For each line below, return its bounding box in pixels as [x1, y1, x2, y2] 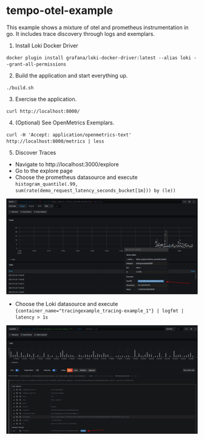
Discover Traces [15, 149, 56, 156]
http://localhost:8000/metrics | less [6, 138, 104, 144]
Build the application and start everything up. [15, 72, 128, 79]
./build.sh [6, 84, 34, 91]
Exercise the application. [15, 95, 77, 103]
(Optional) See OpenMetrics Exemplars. [15, 119, 115, 126]
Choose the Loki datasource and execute [15, 300, 118, 308]
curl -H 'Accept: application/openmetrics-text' [6, 132, 132, 138]
